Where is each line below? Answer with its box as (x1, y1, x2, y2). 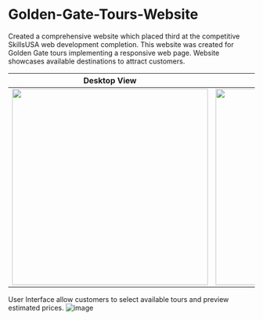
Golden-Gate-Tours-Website (8, 5, 199, 24)
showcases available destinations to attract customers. (8, 56, 186, 66)
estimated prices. (8, 303, 64, 312)
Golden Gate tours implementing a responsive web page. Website (8, 48, 220, 57)
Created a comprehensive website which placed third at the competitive (8, 31, 240, 41)
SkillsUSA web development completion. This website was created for (8, 39, 234, 49)
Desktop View (83, 75, 137, 85)
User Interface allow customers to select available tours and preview (8, 294, 229, 304)
